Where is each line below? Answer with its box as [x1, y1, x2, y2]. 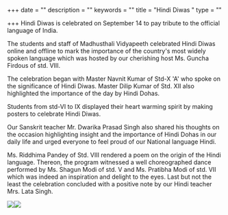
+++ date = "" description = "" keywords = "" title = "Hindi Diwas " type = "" [7, 6, 222, 14]
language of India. [7, 27, 58, 34]
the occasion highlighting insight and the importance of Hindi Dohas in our [7, 130, 217, 138]
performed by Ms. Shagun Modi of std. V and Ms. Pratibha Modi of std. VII [7, 166, 216, 173]
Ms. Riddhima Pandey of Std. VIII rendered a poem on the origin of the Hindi [7, 151, 221, 159]
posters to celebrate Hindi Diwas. [7, 110, 101, 118]
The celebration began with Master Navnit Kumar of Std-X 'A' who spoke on [7, 75, 221, 83]
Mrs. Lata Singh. [7, 188, 53, 195]
